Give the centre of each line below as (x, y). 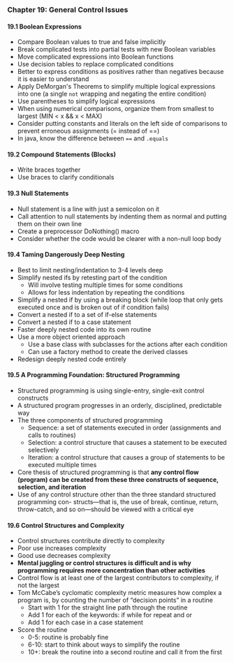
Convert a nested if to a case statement (74, 322)
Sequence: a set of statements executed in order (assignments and (124, 427)
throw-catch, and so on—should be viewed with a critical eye (105, 509)
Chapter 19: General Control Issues (68, 10)
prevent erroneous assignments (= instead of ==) (88, 131)
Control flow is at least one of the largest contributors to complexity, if (118, 578)
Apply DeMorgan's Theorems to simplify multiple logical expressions (116, 87)
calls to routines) (52, 435)
